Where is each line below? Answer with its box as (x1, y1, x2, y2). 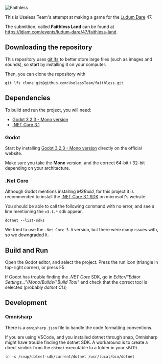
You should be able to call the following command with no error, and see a (5, 203, 155, 209)
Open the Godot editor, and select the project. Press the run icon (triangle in (5, 259, 158, 265)
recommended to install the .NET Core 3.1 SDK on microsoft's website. (5, 194, 147, 200)
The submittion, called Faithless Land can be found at (5, 24, 114, 30)
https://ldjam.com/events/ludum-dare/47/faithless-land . (5, 29, 118, 34)
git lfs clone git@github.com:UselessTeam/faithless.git (5, 80, 124, 86)
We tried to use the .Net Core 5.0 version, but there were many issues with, (5, 227, 158, 233)
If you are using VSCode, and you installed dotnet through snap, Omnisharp (5, 334, 158, 340)
